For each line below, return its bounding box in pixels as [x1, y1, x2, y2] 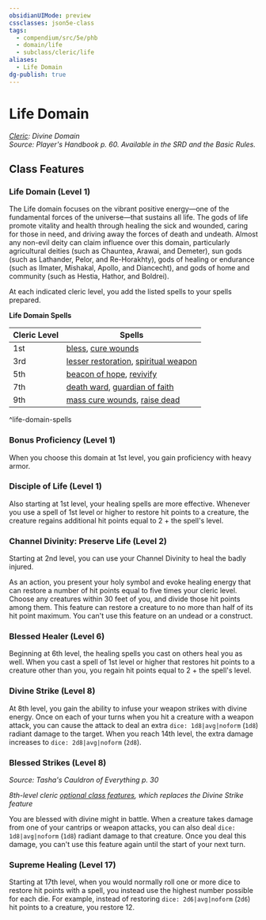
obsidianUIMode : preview [9, 11, 91, 20]
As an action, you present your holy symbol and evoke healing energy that [9, 577, 252, 587]
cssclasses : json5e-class [9, 19, 94, 27]
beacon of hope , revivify [66, 369, 158, 380]
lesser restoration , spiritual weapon [66, 356, 197, 367]
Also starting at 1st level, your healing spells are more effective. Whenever [9, 499, 250, 508]
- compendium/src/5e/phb [16, 33, 98, 42]
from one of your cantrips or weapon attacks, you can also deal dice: [9, 822, 236, 833]
